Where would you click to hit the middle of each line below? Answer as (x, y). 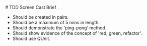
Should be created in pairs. (41, 17)
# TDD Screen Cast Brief (31, 7)
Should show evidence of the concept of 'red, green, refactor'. (77, 33)
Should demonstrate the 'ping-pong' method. (59, 28)
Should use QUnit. (31, 38)
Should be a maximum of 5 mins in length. (56, 22)
